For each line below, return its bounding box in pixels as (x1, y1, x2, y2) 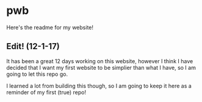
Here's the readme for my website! (6, 24, 93, 31)
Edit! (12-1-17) (6, 41, 60, 52)
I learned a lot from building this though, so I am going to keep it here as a (6, 82, 192, 89)
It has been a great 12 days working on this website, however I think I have (6, 57, 193, 64)
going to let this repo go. (6, 70, 68, 78)
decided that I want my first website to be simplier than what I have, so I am (6, 64, 197, 71)
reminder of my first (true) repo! (6, 89, 87, 96)
